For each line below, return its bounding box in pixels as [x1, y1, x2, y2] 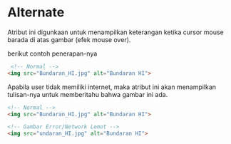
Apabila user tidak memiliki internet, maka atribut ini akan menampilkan [7, 83, 216, 91]
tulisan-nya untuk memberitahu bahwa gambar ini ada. [7, 90, 168, 98]
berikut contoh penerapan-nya [7, 49, 98, 58]
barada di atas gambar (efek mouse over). [7, 35, 131, 43]
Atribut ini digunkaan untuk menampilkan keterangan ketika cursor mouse [7, 28, 225, 36]
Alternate [7, 4, 65, 21]
